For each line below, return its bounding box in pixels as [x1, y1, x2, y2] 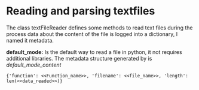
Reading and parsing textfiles [6, 4, 155, 18]
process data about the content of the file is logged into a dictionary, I [6, 30, 178, 37]
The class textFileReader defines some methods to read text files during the [6, 24, 193, 31]
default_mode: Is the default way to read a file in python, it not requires [6, 48, 182, 55]
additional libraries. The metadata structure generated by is [6, 55, 152, 62]
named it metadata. [6, 37, 54, 44]
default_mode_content [6, 61, 62, 68]
